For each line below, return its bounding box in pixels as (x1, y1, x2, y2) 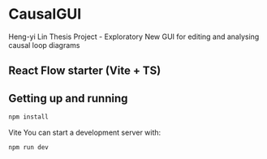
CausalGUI (8, 5, 82, 24)
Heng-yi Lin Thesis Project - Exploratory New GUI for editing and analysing (8, 32, 260, 41)
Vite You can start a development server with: (8, 127, 161, 138)
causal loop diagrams (8, 40, 80, 49)
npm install (8, 113, 49, 122)
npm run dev (8, 144, 49, 152)
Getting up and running (8, 91, 128, 105)
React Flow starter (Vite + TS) (8, 64, 161, 78)
